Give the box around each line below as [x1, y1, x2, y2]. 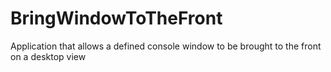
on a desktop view [10, 50, 87, 62]
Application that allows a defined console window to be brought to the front [10, 40, 322, 52]
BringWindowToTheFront [10, 7, 223, 30]
